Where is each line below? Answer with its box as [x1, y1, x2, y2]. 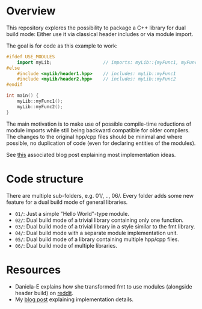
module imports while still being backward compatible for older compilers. [6, 126, 190, 133]
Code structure [6, 172, 84, 186]
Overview [6, 4, 56, 18]
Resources [6, 263, 61, 277]
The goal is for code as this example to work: [6, 42, 118, 49]
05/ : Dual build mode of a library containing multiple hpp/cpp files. [14, 236, 179, 243]
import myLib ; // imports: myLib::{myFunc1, [17, 59, 179, 66]
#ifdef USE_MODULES [6, 54, 55, 60]
